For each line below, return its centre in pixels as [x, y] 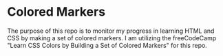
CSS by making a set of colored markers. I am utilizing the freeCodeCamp [112, 38]
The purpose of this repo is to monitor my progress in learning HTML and [111, 31]
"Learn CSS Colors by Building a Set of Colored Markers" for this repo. [107, 45]
